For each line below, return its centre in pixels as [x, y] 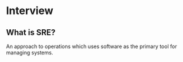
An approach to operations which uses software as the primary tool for [91, 46]
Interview [30, 11]
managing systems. [30, 53]
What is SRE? [31, 32]
